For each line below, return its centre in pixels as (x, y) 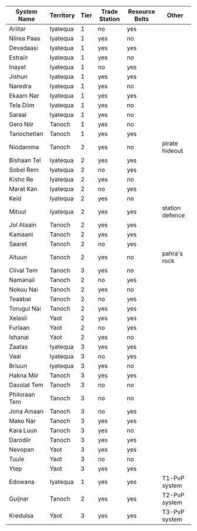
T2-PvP (173, 495)
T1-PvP (173, 478)
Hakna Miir (24, 375)
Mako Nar (23, 421)
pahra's (173, 253)
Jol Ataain (23, 225)
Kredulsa (21, 515)
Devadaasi (23, 48)
